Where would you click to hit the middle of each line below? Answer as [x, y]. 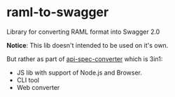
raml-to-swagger [58, 12]
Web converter [38, 87]
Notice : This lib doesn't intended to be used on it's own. [87, 45]
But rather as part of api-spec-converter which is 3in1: [85, 59]
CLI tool [28, 80]
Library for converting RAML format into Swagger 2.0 [83, 32]
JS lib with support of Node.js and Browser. [79, 72]
